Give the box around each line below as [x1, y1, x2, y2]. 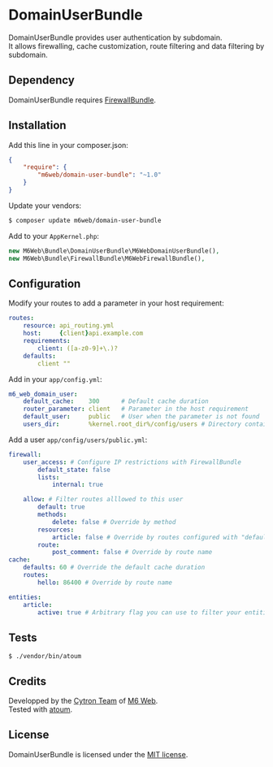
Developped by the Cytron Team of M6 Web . [8, 696, 158, 705]
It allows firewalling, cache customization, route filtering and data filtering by [8, 41, 265, 50]
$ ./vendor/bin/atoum [8, 652, 82, 661]
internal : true [51, 481, 104, 489]
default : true [37, 503, 85, 511]
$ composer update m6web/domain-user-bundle [8, 216, 162, 224]
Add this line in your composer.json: [8, 140, 128, 149]
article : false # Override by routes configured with [51, 533, 238, 541]
